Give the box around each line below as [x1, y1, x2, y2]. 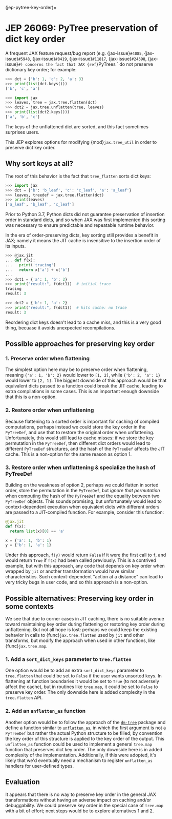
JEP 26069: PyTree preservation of [5, 23, 158, 34]
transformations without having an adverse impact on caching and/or [5, 796, 152, 803]
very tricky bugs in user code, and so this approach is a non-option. [5, 579, 148, 586]
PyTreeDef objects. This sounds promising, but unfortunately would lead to [5, 498, 162, 504]
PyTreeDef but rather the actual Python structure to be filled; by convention [5, 730, 163, 736]
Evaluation [5, 777, 40, 787]
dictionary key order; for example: [5, 66, 77, 72]
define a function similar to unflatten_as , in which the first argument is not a [5, 725, 166, 731]
